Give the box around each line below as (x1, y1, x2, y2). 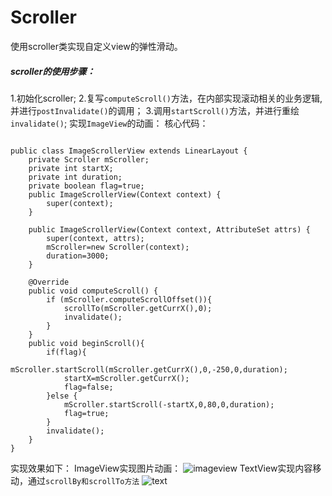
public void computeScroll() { (28, 286, 159, 296)
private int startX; (28, 163, 114, 173)
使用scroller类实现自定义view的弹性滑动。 (10, 40, 183, 52)
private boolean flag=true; (28, 181, 145, 191)
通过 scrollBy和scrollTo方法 (27, 474, 140, 486)
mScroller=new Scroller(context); (46, 242, 190, 252)
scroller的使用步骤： (10, 65, 96, 77)
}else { (46, 391, 78, 401)
